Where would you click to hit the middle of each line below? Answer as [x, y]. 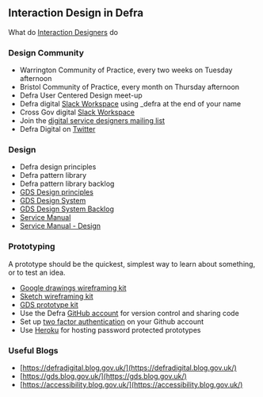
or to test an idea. [37, 272]
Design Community [46, 52]
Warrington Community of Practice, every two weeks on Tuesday [126, 70]
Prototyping [32, 247]
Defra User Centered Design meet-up [81, 95]
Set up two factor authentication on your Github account [112, 322]
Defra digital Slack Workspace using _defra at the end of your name [130, 104]
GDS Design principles [56, 192]
